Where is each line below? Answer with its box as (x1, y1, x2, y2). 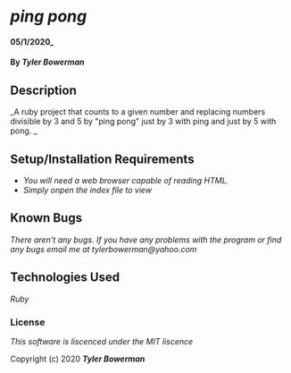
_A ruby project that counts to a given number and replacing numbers (10, 106, 266, 117)
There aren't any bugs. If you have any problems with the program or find (10, 234, 282, 245)
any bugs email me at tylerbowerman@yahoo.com (10, 243, 197, 254)
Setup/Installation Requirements (10, 151, 195, 166)
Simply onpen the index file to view (22, 185, 153, 195)
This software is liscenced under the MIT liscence (10, 335, 194, 346)
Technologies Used (10, 270, 120, 285)
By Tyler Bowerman (10, 56, 85, 68)
